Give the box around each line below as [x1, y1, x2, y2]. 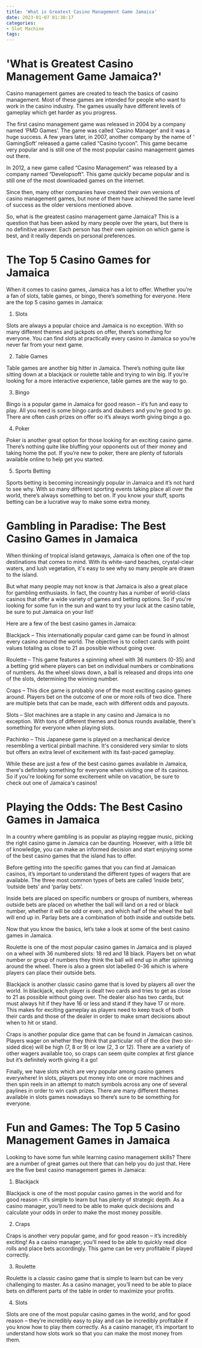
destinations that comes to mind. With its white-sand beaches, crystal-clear [6, 558, 194, 565]
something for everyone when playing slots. [6, 724, 115, 731]
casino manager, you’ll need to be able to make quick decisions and [6, 1202, 174, 1209]
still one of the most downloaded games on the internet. [6, 177, 145, 184]
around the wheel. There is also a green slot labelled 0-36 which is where [6, 963, 188, 970]
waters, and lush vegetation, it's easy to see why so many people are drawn [6, 565, 195, 572]
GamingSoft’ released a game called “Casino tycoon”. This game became [6, 139, 188, 147]
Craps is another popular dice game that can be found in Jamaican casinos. [6, 1031, 194, 1038]
